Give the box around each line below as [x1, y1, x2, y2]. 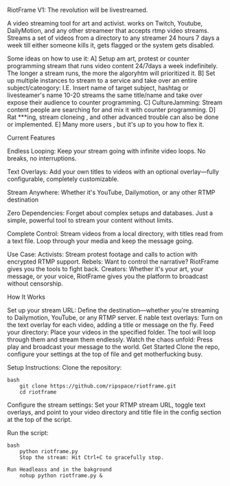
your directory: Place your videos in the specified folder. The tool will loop [7, 328, 216, 336]
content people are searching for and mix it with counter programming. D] [7, 106, 216, 114]
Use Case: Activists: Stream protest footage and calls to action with [7, 251, 198, 258]
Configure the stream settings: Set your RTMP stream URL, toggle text [7, 401, 206, 409]
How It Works [7, 293, 46, 301]
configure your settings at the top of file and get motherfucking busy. [7, 350, 203, 358]
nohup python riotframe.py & [19, 472, 103, 479]
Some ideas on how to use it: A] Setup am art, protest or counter [7, 54, 190, 63]
